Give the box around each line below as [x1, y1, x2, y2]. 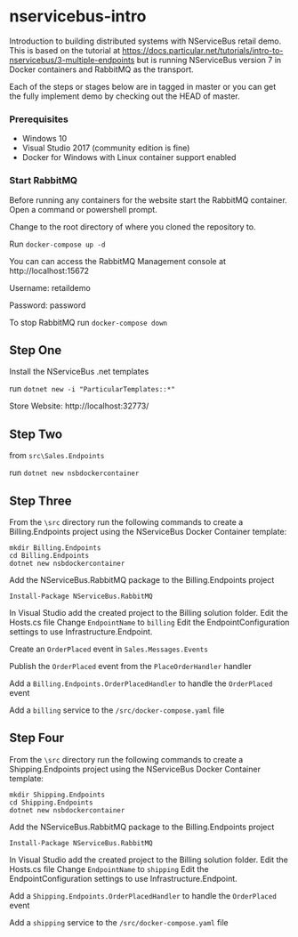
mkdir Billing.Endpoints [9, 543, 101, 553]
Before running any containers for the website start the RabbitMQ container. [9, 194, 287, 206]
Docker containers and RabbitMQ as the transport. [9, 64, 194, 75]
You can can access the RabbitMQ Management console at [9, 255, 227, 266]
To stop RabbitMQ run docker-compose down [9, 317, 168, 327]
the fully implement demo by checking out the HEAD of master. [9, 91, 240, 101]
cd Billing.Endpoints [9, 551, 90, 560]
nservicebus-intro [9, 6, 147, 27]
